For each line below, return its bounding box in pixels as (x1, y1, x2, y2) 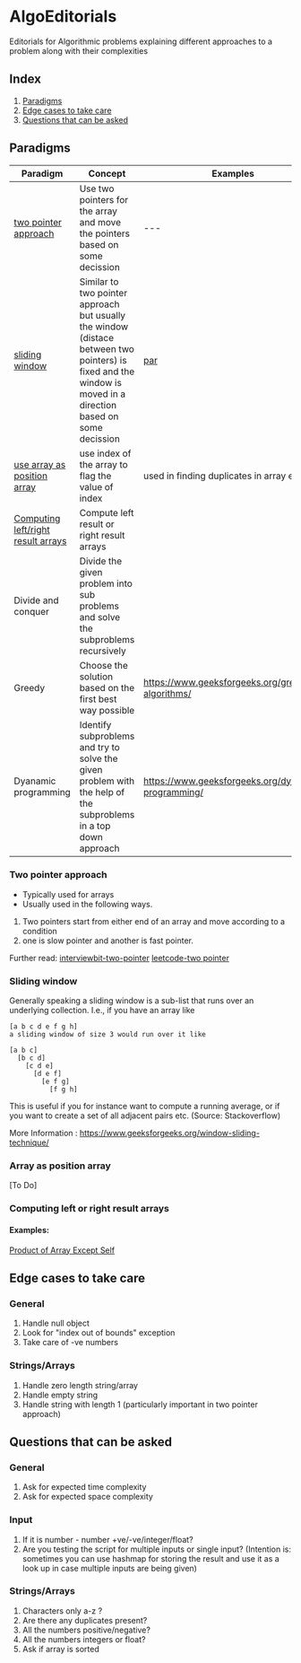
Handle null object (21, 1317, 90, 1329)
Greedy (13, 681, 46, 694)
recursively (79, 644, 127, 657)
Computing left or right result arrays (9, 1203, 170, 1215)
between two (79, 343, 134, 355)
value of (79, 480, 114, 493)
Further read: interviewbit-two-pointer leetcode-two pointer (9, 952, 230, 963)
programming (13, 785, 72, 798)
